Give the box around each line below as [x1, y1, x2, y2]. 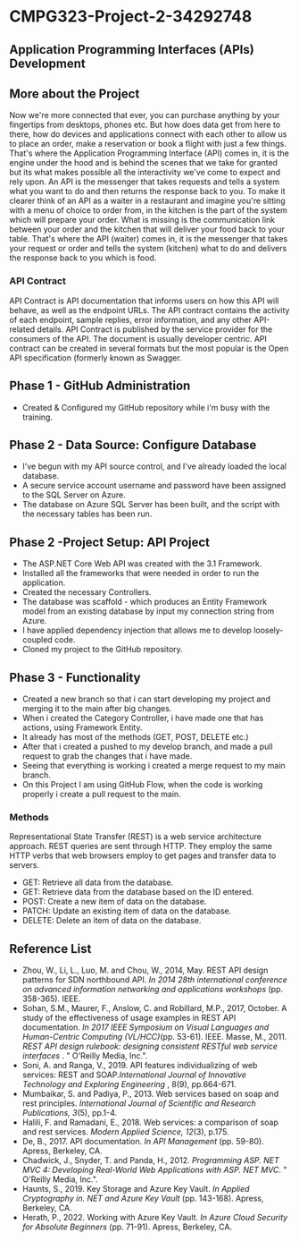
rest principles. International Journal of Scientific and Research [21, 1098, 256, 1109]
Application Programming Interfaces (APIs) [9, 42, 254, 57]
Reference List [9, 941, 92, 956]
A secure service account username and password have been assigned [21, 480, 287, 491]
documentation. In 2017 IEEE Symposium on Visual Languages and [21, 1022, 270, 1033]
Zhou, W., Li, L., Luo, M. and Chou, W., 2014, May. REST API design [21, 965, 269, 976]
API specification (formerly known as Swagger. [9, 352, 182, 363]
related [9, 324, 36, 335]
